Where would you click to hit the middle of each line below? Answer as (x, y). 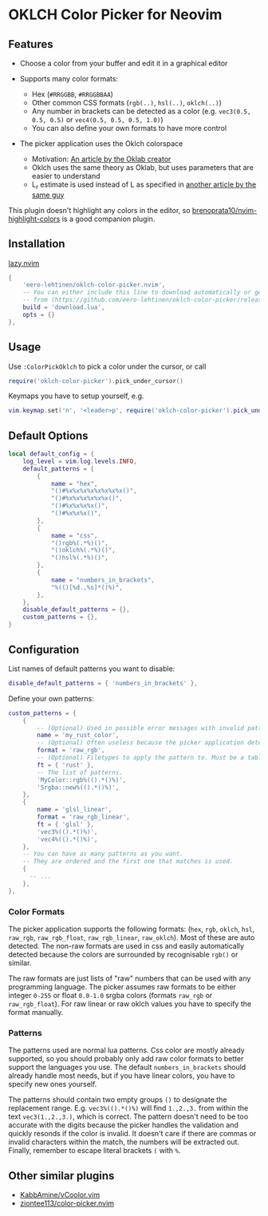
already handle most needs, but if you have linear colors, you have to (122, 1076)
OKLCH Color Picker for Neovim (115, 15)
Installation (37, 244)
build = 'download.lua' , (64, 308)
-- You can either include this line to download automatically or (137, 293)
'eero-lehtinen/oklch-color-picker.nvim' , (94, 285)
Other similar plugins (61, 1176)
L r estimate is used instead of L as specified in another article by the (144, 185)
